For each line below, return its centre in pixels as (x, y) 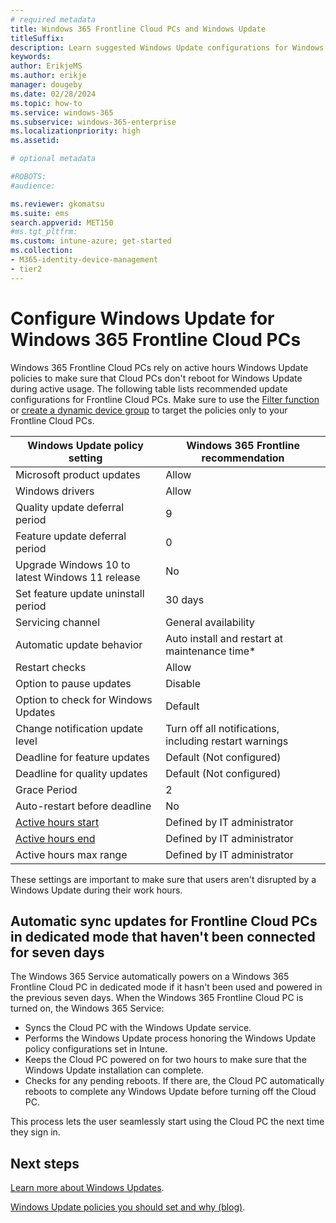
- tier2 (26, 269)
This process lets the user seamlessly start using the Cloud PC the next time (167, 1122)
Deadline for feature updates (82, 757)
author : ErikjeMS (46, 66)
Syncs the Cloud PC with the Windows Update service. (138, 1028)
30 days (185, 599)
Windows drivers (55, 491)
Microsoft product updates (78, 474)
